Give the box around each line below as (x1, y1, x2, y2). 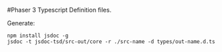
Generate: (7, 19, 36, 27)
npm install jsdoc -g (7, 32, 69, 39)
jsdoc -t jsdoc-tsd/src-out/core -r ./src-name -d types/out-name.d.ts (7, 38, 215, 45)
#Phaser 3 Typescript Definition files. (7, 6, 111, 14)
